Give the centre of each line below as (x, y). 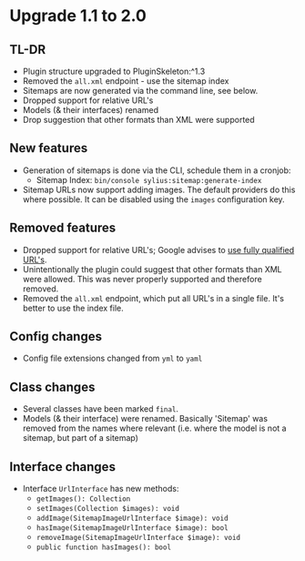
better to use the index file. (73, 308)
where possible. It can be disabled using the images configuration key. (153, 199)
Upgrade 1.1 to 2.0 (78, 16)
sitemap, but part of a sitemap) (81, 438)
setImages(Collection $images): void (108, 509)
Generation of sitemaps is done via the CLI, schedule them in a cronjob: (157, 170)
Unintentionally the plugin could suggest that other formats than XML (152, 269)
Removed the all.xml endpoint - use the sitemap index (126, 81)
